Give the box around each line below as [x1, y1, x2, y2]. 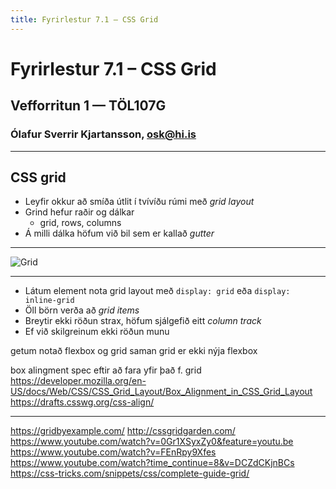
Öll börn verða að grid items [24, 304, 140, 316]
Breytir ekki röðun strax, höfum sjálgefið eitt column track [24, 315, 262, 327]
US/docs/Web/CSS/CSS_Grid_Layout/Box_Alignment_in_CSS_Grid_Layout [10, 386, 313, 398]
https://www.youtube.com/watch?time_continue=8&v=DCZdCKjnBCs [10, 457, 295, 469]
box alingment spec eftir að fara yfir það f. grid [10, 364, 202, 376]
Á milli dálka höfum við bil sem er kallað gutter [24, 227, 215, 240]
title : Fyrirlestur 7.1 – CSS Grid [10, 14, 159, 25]
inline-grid [24, 296, 75, 306]
